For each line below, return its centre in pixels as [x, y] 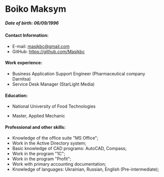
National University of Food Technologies [54, 106]
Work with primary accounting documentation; [59, 164]
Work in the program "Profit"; [42, 159]
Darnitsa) [21, 79]
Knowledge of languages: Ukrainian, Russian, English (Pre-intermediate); [85, 169]
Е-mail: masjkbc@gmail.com [41, 46]
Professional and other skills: [35, 127]
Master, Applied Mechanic [38, 116]
